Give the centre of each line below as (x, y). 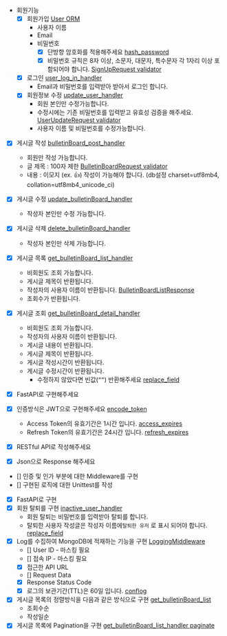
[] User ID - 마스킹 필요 (58, 550)
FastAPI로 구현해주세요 (47, 394)
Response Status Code (59, 582)
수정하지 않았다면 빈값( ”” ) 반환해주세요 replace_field (108, 379)
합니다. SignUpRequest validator (117, 69)
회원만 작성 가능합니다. (57, 158)
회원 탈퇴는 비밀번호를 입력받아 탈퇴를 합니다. (87, 517)
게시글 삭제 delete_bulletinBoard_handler (73, 228)
